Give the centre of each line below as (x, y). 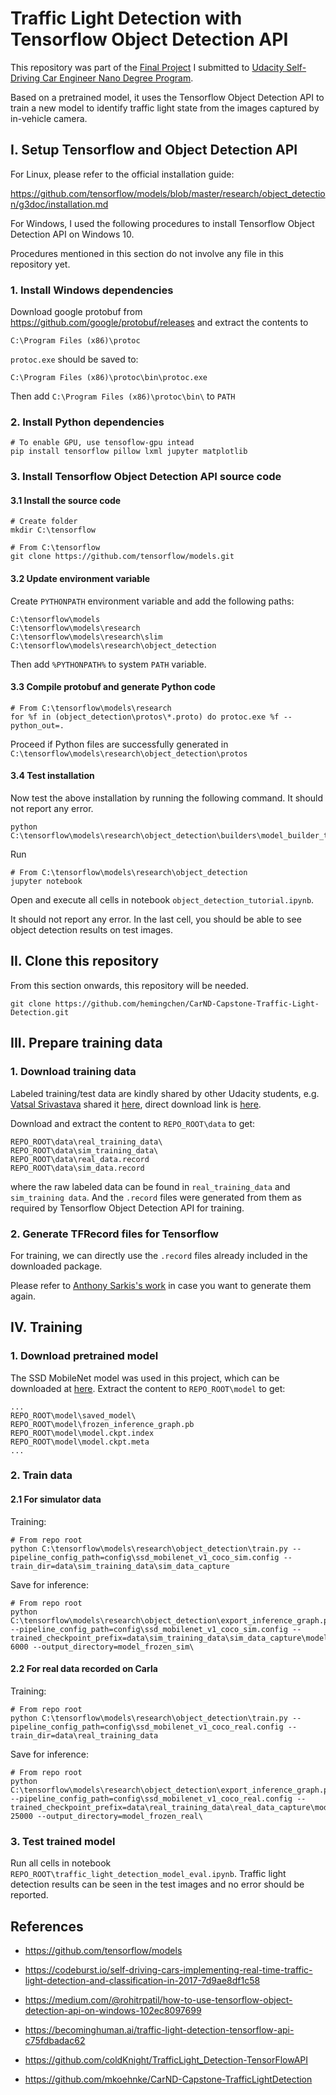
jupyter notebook (46, 882)
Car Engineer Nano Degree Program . (117, 78)
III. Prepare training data (86, 1043)
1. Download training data (73, 1072)
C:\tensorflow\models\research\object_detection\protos (129, 753)
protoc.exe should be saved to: (74, 359)
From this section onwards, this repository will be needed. (129, 985)
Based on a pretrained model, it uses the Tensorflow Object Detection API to (167, 97)
